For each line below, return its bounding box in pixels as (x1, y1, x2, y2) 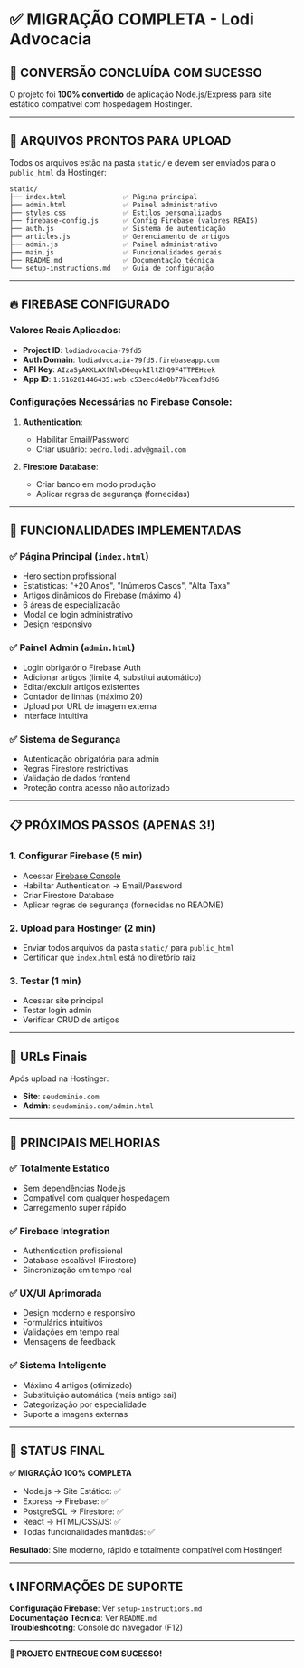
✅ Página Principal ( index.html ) (9, 551, 149, 563)
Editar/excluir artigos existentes (22, 681, 140, 692)
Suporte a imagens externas (22, 1408, 128, 1419)
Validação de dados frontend (22, 772, 131, 783)
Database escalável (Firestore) (22, 1255, 138, 1266)
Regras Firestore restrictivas (22, 763, 128, 774)
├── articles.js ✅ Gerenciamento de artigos (9, 232, 231, 241)
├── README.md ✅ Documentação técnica (9, 255, 214, 264)
